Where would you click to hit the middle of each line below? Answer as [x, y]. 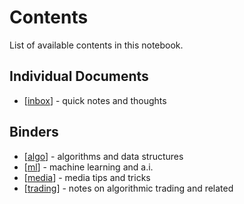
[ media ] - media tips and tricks [87, 177]
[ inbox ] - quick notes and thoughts [95, 100]
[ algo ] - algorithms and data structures [103, 156]
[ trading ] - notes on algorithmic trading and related [128, 188]
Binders [34, 132]
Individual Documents [79, 76]
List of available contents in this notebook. [96, 45]
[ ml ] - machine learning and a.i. [88, 167]
